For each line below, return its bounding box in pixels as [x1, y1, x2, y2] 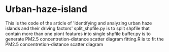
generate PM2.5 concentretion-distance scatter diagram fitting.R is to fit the [5, 36, 164, 42]
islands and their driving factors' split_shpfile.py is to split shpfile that [5, 25, 150, 31]
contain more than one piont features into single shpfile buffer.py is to [5, 30, 151, 36]
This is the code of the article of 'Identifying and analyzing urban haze [5, 20, 152, 26]
